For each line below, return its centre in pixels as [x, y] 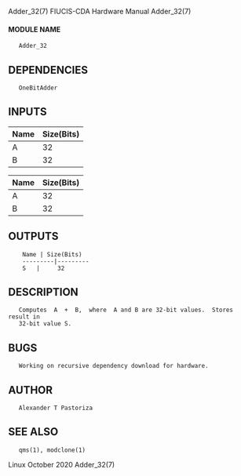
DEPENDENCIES [48, 70]
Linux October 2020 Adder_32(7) [62, 464]
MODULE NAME [35, 29]
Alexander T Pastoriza [55, 408]
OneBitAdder [38, 88]
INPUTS [27, 112]
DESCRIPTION [43, 292]
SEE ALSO [33, 432]
